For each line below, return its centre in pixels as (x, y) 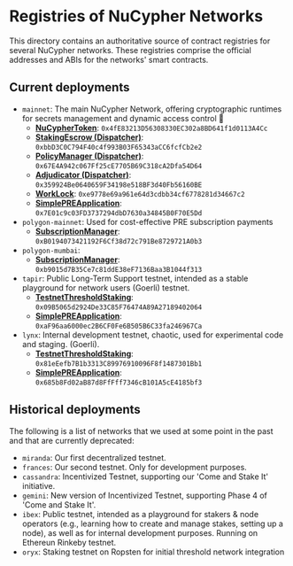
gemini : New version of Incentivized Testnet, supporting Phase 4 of (145, 495)
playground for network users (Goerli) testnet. (106, 287)
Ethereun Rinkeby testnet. (69, 542)
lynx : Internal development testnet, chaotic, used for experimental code (153, 335)
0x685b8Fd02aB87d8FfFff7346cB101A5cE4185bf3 (119, 383)
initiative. (39, 485)
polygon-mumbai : (51, 250)
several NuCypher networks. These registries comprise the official (131, 50)
